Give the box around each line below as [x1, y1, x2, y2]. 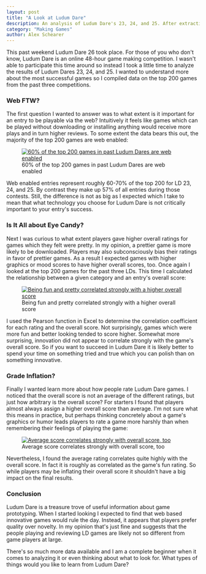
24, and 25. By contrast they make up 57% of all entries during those [6, 186, 180, 194]
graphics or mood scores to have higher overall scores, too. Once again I [6, 261, 191, 268]
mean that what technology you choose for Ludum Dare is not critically [6, 199, 186, 206]
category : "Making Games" [6, 26, 72, 32]
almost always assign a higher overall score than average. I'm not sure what [6, 405, 198, 412]
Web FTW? [6, 96, 40, 105]
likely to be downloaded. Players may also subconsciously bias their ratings [6, 247, 197, 255]
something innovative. [6, 356, 63, 363]
